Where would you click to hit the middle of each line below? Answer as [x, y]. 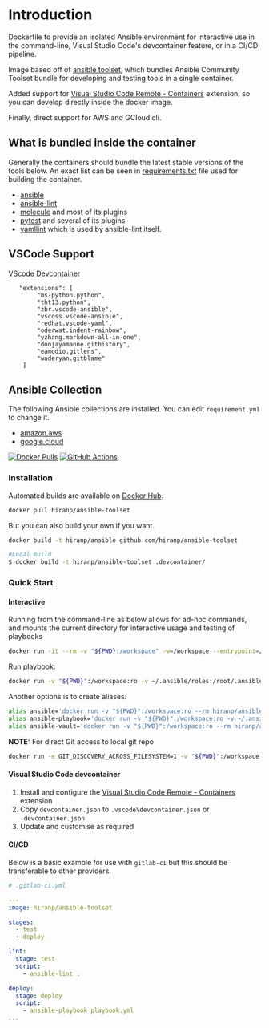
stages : [21, 922]
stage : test [36, 959]
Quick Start [31, 583]
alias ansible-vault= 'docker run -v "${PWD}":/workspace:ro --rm [119, 726]
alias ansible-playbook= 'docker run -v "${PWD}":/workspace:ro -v [121, 718]
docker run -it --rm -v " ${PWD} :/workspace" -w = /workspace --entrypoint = [134, 651]
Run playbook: [32, 666]
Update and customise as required [77, 826]
